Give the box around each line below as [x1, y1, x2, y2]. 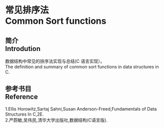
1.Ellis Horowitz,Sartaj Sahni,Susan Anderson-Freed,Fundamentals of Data [5, 106, 157, 112]
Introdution [5, 44, 41, 53]
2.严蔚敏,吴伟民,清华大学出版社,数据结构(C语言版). [5, 117, 108, 123]
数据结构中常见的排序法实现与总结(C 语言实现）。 [5, 58, 105, 64]
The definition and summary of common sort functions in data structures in [5, 64, 159, 69]
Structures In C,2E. [5, 111, 44, 117]
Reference [5, 93, 38, 101]
